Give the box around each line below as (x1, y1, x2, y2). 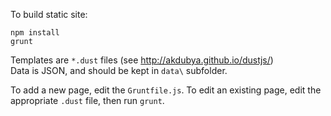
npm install (10, 28, 60, 38)
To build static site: (10, 9, 88, 20)
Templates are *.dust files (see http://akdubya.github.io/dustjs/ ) (10, 54, 274, 66)
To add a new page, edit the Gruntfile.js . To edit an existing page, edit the (10, 84, 322, 96)
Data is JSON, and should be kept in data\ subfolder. (10, 65, 228, 76)
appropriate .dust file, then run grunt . (10, 95, 165, 106)
